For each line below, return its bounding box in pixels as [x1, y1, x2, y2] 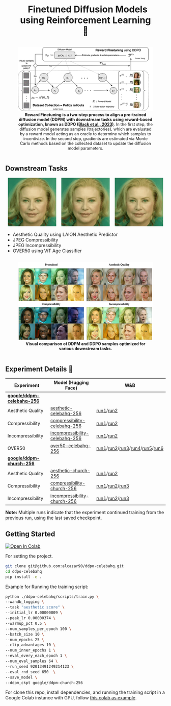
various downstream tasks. [59, 346, 112, 352]
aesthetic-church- [50, 468, 91, 474]
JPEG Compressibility [12, 236, 59, 243]
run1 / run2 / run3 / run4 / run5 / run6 [96, 445, 164, 451]
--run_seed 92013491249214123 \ [5, 664, 74, 669]
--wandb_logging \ [5, 599, 44, 604]
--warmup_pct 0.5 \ [5, 621, 47, 626]
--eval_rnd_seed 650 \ [5, 669, 56, 674]
